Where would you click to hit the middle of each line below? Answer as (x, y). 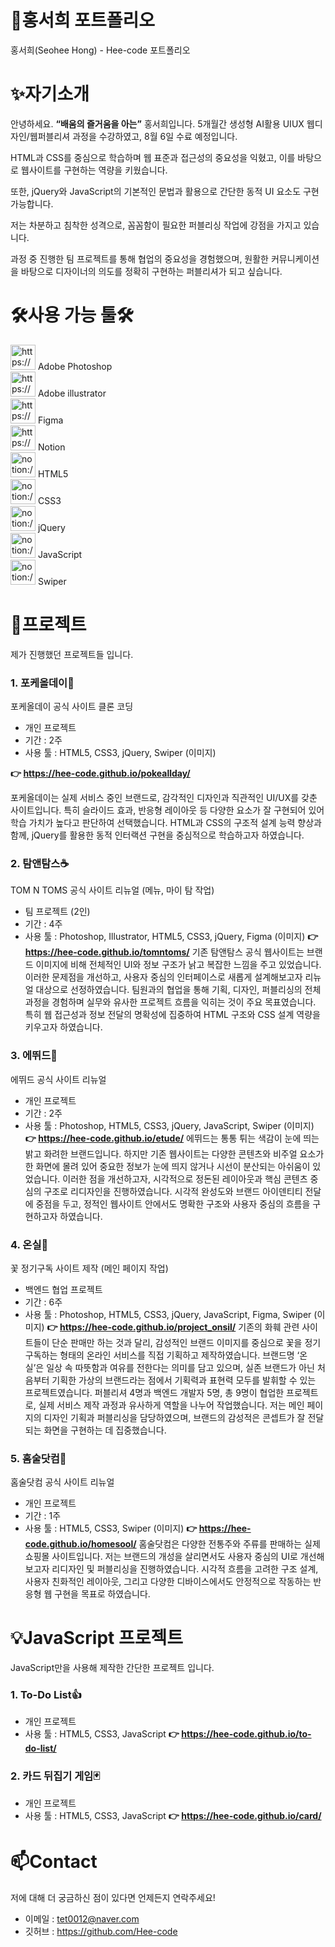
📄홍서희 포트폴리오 (83, 20)
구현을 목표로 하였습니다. (102, 1594)
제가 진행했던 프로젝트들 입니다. (72, 654)
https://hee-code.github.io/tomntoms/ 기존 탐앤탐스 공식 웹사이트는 (164, 952)
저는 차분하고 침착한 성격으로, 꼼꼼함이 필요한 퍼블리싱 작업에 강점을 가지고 (156, 225)
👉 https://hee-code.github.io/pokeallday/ (100, 773)
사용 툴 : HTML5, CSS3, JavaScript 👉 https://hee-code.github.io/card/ (173, 1815)
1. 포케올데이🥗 (42, 683)
